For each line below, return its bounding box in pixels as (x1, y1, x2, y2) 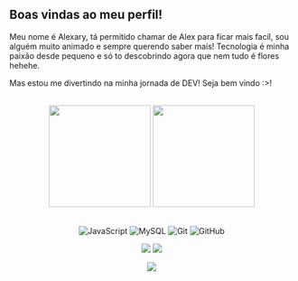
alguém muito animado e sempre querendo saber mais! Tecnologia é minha (9, 41, 290, 52)
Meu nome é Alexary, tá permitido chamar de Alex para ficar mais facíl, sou (9, 31, 289, 42)
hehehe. (9, 60, 41, 70)
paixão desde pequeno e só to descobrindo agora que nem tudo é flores (9, 50, 280, 61)
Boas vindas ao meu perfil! (9, 7, 163, 23)
